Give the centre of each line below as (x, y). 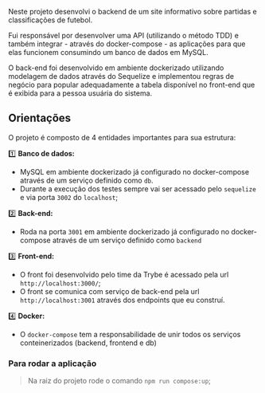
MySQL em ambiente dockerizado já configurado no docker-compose (134, 171)
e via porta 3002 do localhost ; (69, 197)
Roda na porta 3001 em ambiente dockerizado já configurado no (125, 231)
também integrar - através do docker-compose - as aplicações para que (127, 44)
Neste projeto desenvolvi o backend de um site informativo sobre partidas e (132, 12)
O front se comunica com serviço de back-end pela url (109, 291)
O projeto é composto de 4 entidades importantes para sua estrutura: (122, 137)
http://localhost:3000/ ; (60, 283)
